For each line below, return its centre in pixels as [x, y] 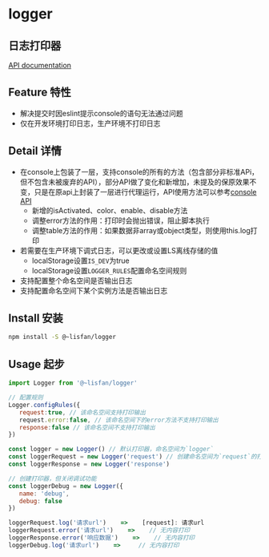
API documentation [40, 65]
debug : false [40, 501]
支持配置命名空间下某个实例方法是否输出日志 [94, 290]
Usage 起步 [37, 364]
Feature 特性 [40, 93]
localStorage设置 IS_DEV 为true [80, 260]
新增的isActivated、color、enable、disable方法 [110, 210]
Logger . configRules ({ [44, 405]
